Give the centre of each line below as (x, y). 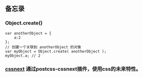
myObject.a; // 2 (23, 55)
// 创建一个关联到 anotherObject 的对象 (43, 47)
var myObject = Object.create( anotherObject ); (56, 51)
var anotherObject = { (28, 33)
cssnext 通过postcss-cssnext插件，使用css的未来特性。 (73, 69)
